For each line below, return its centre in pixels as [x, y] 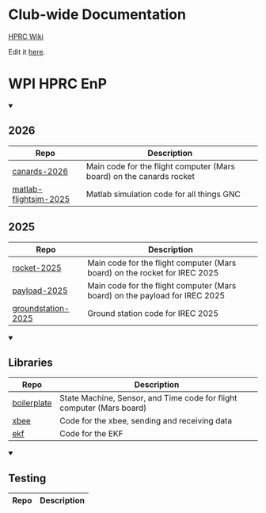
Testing [27, 478]
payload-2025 [40, 291]
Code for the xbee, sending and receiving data [145, 421]
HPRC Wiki [26, 36]
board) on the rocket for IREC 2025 [153, 272]
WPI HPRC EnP [58, 84]
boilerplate [32, 403]
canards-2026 [40, 171]
